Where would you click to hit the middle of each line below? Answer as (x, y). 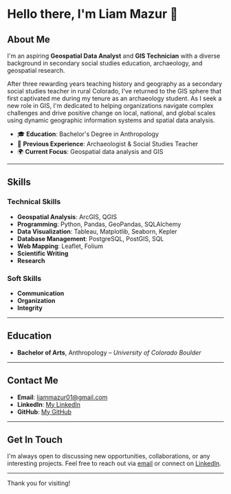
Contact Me (33, 381)
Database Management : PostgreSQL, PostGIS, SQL (90, 238)
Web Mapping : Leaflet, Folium (60, 246)
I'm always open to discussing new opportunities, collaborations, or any (109, 456)
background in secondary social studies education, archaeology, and (105, 63)
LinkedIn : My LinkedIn (49, 404)
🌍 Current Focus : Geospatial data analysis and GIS (90, 151)
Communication (41, 293)
